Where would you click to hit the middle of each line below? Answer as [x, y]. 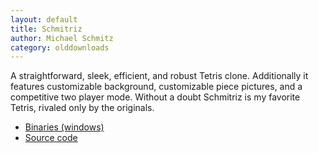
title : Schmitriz [46, 29]
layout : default [44, 19]
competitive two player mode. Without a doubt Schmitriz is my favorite [155, 97]
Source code [51, 138]
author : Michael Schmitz [62, 38]
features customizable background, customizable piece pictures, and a [156, 87]
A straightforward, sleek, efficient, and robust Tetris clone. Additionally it [159, 76]
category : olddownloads [60, 47]
